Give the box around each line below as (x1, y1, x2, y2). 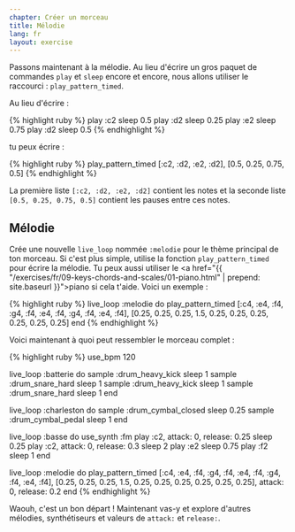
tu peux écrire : (9, 142, 64, 152)
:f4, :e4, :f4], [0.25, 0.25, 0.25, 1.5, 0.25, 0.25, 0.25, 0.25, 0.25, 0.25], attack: (9, 477, 284, 488)
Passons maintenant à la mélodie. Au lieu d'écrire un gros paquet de (9, 62, 258, 73)
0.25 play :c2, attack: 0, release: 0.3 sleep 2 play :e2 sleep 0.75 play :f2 (9, 441, 269, 451)
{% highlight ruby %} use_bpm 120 (9, 351, 136, 363)
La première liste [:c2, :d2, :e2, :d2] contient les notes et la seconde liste (9, 185, 286, 196)
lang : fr (9, 29, 42, 38)
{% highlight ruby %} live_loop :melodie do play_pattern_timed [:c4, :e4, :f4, (9, 298, 284, 310)
